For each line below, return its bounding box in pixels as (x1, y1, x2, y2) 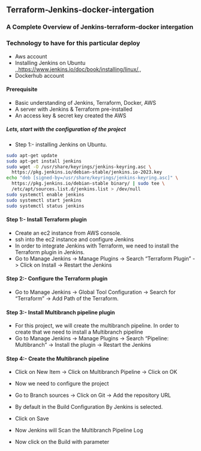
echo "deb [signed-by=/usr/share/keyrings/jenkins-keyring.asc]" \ (6, 175, 179, 181)
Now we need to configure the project (14, 380, 109, 387)
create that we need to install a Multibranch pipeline (14, 328, 143, 336)
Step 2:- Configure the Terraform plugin (6, 275, 108, 282)
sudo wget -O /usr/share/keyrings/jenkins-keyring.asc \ (6, 164, 152, 170)
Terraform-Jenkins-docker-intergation (6, 5, 154, 15)
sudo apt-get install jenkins (6, 158, 82, 164)
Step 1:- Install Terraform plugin (6, 216, 87, 223)
